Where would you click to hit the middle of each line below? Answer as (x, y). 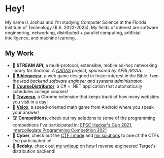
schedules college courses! (40, 91)
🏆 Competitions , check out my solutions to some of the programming (84, 118)
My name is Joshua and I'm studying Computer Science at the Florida (76, 22)
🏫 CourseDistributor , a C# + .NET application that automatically (77, 86)
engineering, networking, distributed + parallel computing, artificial (73, 32)
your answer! (26, 112)
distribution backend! (34, 151)
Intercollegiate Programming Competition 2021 (59, 130)
